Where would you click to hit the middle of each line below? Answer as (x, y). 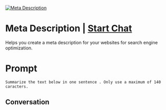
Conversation (27, 102)
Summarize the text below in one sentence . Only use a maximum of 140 (83, 82)
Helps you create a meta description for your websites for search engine (82, 42)
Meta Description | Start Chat (69, 29)
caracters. (17, 87)
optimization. (19, 48)
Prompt (21, 68)
